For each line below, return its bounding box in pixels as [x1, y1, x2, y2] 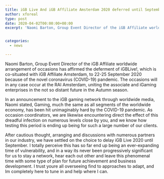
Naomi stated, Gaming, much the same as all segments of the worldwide [5, 102, 151, 107]
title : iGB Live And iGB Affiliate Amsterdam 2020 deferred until [5, 7, 143, 12]
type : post [5, 16, 27, 21]
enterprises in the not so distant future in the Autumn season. [5, 87, 128, 93]
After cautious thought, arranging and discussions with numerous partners [5, 132, 155, 138]
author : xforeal [5, 12, 38, 17]
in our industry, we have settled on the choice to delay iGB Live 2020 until [5, 137, 153, 143]
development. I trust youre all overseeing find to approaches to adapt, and [5, 163, 154, 169]
